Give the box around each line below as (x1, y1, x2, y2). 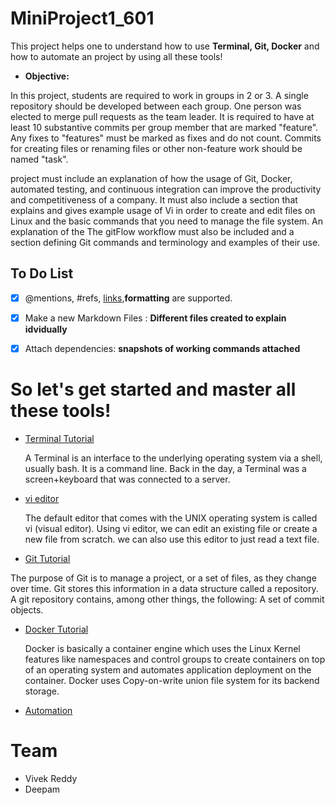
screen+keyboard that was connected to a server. (24, 473, 231, 485)
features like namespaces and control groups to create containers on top (24, 653, 326, 665)
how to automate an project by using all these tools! (10, 50, 223, 62)
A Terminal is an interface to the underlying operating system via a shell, (24, 452, 323, 464)
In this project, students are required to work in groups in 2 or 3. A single (10, 89, 309, 101)
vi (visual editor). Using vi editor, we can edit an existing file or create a (24, 522, 318, 534)
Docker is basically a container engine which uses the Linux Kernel (24, 642, 301, 654)
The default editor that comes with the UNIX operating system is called (24, 512, 318, 524)
